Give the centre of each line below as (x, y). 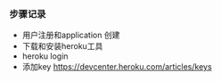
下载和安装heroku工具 (62, 46)
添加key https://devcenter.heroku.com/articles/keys (117, 67)
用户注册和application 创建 (71, 35)
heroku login (45, 56)
